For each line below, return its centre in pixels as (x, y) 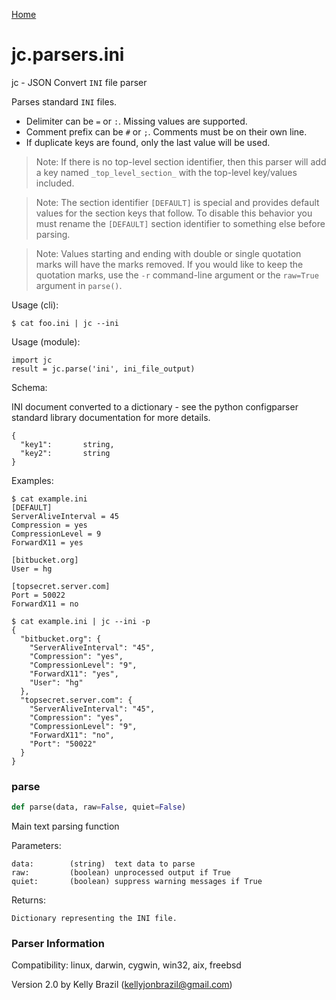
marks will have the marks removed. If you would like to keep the (169, 264)
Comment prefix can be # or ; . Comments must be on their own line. (166, 131)
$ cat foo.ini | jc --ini (65, 323)
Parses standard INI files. (64, 101)
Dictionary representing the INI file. (94, 919)
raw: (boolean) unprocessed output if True (121, 873)
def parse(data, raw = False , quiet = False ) (99, 807)
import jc (32, 360)
